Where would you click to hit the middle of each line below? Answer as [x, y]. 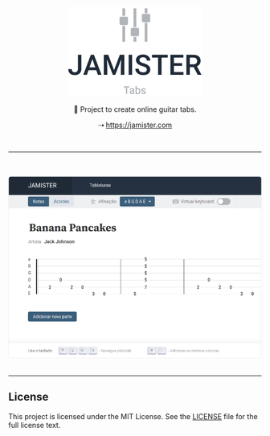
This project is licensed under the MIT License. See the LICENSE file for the [133, 416]
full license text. [35, 425]
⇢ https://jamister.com [135, 125]
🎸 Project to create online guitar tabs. [135, 109]
